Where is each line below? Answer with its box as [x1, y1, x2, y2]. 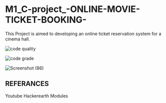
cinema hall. [5, 36, 30, 42]
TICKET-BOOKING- [5, 14, 86, 25]
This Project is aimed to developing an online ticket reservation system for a [5, 30, 161, 36]
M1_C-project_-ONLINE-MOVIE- [5, 3, 140, 15]
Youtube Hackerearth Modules [5, 92, 68, 98]
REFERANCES [5, 79, 49, 88]
